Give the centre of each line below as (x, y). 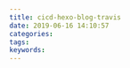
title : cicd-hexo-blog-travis (65, 17)
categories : (31, 34)
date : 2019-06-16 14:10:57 (59, 26)
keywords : (28, 50)
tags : (19, 42)
